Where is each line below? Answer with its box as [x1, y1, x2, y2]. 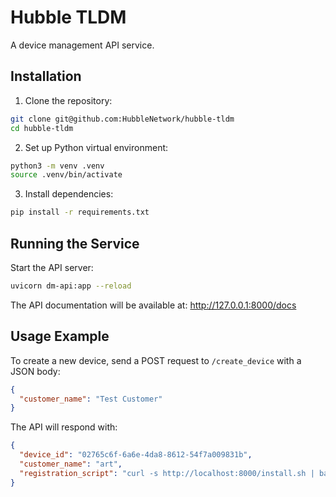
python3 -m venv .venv [10, 161, 105, 171]
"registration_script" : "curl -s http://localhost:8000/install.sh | [19, 468, 315, 478]
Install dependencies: [24, 188, 114, 200]
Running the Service [10, 235, 140, 252]
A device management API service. [10, 39, 155, 51]
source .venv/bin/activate [10, 170, 123, 180]
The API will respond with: [10, 421, 118, 433]
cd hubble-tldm [10, 123, 74, 133]
